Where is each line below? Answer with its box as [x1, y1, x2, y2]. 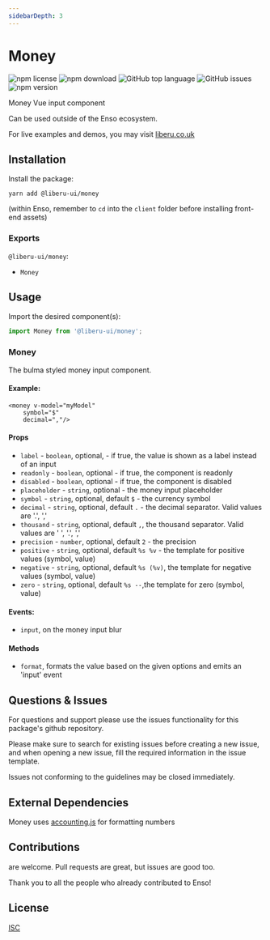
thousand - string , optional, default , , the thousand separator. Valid [19, 520, 244, 530]
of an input [19, 459, 57, 470]
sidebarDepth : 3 [8, 11, 63, 20]
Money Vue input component [8, 98, 105, 108]
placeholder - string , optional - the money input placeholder [19, 485, 223, 495]
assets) [23, 212, 48, 223]
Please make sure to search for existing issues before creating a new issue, [8, 739, 260, 749]
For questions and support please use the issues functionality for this [8, 715, 239, 725]
